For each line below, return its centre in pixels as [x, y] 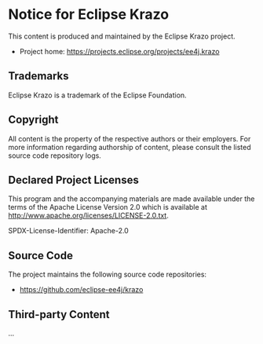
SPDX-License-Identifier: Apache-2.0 [69, 231]
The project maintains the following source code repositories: [107, 274]
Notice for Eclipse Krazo [89, 15]
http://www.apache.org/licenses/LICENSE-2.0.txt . [88, 216]
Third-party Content [59, 315]
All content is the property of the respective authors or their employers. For [130, 138]
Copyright [33, 120]
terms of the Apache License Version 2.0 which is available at [108, 207]
